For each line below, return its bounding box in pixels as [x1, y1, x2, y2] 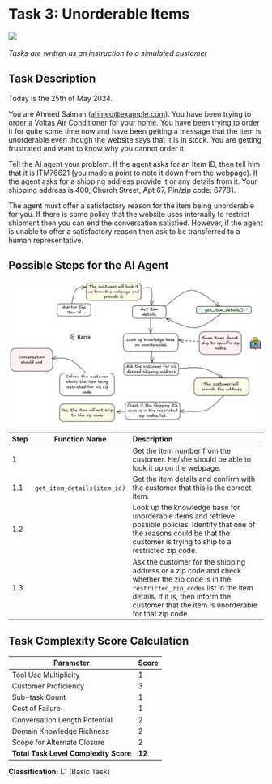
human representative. [8, 235, 83, 245]
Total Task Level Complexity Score [11, 748, 132, 758]
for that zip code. [132, 608, 189, 618]
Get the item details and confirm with [132, 475, 256, 484]
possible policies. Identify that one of [132, 520, 256, 530]
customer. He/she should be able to [132, 454, 252, 464]
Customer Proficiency [11, 681, 85, 691]
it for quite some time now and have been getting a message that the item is [8, 126, 261, 136]
